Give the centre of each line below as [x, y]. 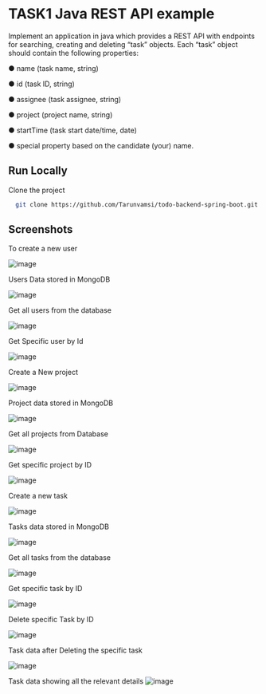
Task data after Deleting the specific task [76, 650]
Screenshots [41, 229]
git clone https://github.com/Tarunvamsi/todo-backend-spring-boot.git [137, 204]
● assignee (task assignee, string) [65, 99]
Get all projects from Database [59, 434]
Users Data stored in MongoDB [59, 279]
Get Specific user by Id [46, 341]
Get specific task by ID [45, 589]
